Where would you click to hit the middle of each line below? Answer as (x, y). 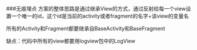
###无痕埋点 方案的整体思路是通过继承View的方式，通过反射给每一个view (96, 9)
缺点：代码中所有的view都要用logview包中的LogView (71, 41)
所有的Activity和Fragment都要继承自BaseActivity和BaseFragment (86, 29)
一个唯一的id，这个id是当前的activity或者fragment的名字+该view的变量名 (100, 16)
